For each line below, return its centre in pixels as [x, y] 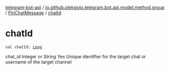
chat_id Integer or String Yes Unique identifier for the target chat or [76, 56]
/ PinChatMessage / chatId [33, 13]
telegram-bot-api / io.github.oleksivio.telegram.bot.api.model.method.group [85, 7]
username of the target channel [39, 62]
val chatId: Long [24, 47]
